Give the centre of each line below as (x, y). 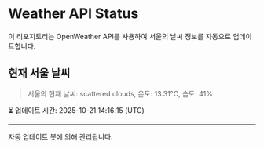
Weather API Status (73, 14)
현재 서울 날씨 (39, 73)
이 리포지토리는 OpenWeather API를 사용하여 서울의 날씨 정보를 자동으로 (120, 36)
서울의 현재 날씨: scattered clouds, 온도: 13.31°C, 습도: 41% (120, 93)
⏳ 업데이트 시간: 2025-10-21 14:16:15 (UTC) (77, 110)
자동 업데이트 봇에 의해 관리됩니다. (60, 136)
